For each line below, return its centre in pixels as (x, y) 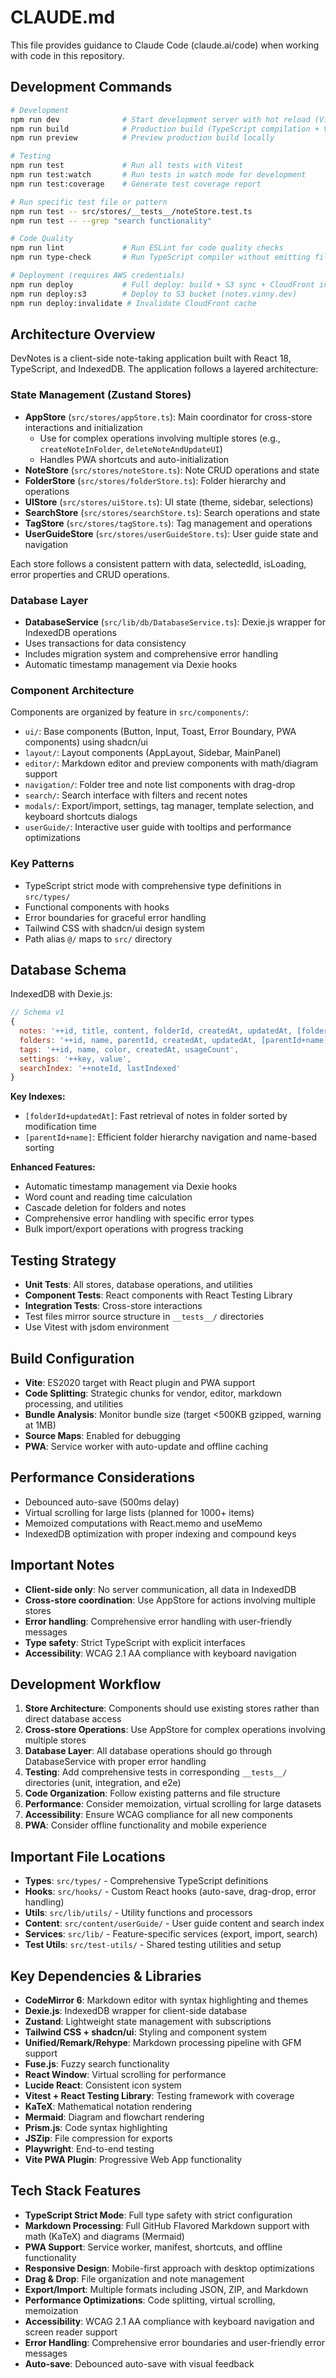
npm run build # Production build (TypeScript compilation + (165, 129)
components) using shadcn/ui (86, 742)
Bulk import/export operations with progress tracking (134, 1229)
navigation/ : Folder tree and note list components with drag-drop (160, 785)
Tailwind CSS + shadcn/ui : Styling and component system (145, 2032)
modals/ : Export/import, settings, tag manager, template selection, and (169, 806)
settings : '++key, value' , (75, 1059)
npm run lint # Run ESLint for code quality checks (147, 248)
